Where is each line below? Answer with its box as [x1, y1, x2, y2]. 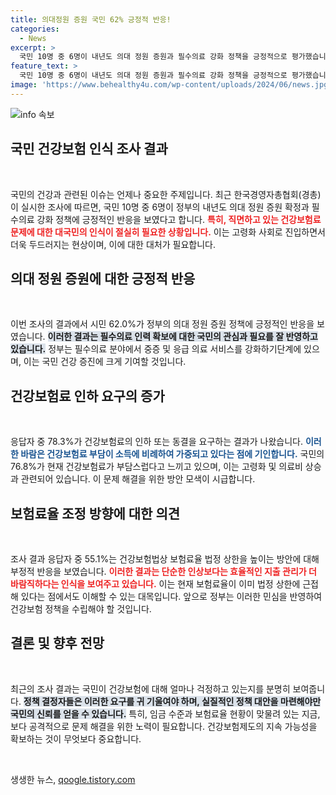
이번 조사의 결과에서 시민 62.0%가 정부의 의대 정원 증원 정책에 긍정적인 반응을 [10, 318, 315, 330]
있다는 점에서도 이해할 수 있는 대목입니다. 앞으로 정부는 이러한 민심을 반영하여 [20, 591, 323, 602]
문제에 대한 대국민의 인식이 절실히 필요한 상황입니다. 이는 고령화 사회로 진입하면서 [10, 226, 327, 238]
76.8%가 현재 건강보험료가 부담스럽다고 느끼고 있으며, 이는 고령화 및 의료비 [10, 461, 303, 473]
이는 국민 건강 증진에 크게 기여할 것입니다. [23, 356, 187, 368]
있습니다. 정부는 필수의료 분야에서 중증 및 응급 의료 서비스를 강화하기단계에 [10, 343, 302, 355]
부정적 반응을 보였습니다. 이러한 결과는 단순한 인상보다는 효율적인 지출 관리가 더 [10, 566, 317, 577]
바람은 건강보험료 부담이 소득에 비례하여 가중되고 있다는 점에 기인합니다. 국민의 [20, 448, 325, 460]
